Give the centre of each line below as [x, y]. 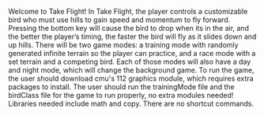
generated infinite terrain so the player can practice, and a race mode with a [132, 53]
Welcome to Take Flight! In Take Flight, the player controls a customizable [128, 11]
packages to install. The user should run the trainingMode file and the [121, 87]
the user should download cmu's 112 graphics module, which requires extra [131, 79]
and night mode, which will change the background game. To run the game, [131, 70]
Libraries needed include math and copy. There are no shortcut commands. [131, 103]
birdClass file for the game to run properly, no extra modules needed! [121, 95]
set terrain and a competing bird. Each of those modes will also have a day [130, 62]
